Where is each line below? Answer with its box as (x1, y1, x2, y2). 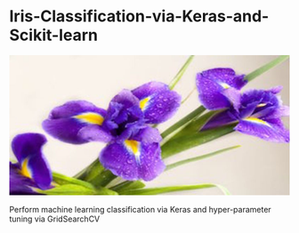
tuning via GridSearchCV (9, 213, 101, 224)
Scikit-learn (9, 25, 98, 45)
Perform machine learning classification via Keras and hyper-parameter (9, 204, 271, 214)
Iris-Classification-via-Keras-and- (9, 6, 270, 27)
